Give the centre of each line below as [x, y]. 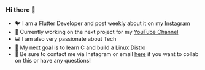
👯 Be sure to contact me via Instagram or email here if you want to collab [106, 54]
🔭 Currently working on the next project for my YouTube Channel [96, 32]
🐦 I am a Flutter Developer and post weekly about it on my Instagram [102, 23]
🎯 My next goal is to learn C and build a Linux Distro [80, 47]
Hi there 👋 [21, 10]
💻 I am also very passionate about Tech [65, 39]
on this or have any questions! [53, 61]
